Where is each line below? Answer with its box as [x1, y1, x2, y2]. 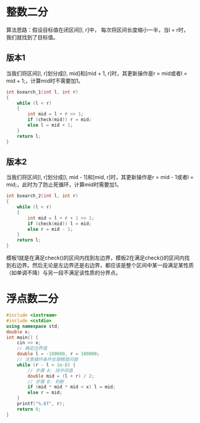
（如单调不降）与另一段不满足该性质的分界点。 [6, 269, 121, 277]
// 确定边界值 [17, 346, 48, 352]
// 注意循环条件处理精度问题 [17, 356, 79, 362]
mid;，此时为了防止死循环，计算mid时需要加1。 [6, 181, 122, 188]
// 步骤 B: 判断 [27, 378, 64, 384]
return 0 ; [17, 406, 42, 412]
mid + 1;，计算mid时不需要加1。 [6, 77, 84, 84]
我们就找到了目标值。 [6, 33, 58, 40]
